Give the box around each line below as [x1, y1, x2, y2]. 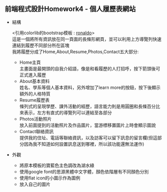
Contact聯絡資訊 [19, 128, 54, 134]
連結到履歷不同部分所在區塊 [12, 42, 70, 48]
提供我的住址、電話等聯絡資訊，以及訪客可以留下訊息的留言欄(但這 [19, 135, 157, 141]
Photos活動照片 [19, 116, 52, 122]
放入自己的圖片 [19, 181, 51, 187]
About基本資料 [19, 78, 50, 84]
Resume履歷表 [19, 97, 50, 103]
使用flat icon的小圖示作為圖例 [19, 175, 81, 181]
